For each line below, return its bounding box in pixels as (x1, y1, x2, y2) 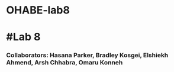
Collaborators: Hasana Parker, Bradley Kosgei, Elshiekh (6, 51, 169, 59)
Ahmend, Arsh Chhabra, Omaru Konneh (6, 59, 123, 67)
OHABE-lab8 (6, 4, 70, 17)
